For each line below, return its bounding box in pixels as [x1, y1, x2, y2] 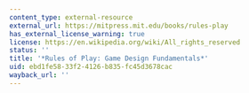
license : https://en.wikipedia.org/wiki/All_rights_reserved [9, 37, 241, 47]
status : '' [9, 46, 50, 55]
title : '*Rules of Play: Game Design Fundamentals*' [9, 54, 209, 63]
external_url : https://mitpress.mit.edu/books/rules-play [9, 21, 229, 30]
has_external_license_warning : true [9, 29, 145, 38]
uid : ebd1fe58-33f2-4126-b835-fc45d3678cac [9, 63, 173, 72]
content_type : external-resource [9, 12, 133, 22]
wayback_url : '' [9, 71, 69, 80]
